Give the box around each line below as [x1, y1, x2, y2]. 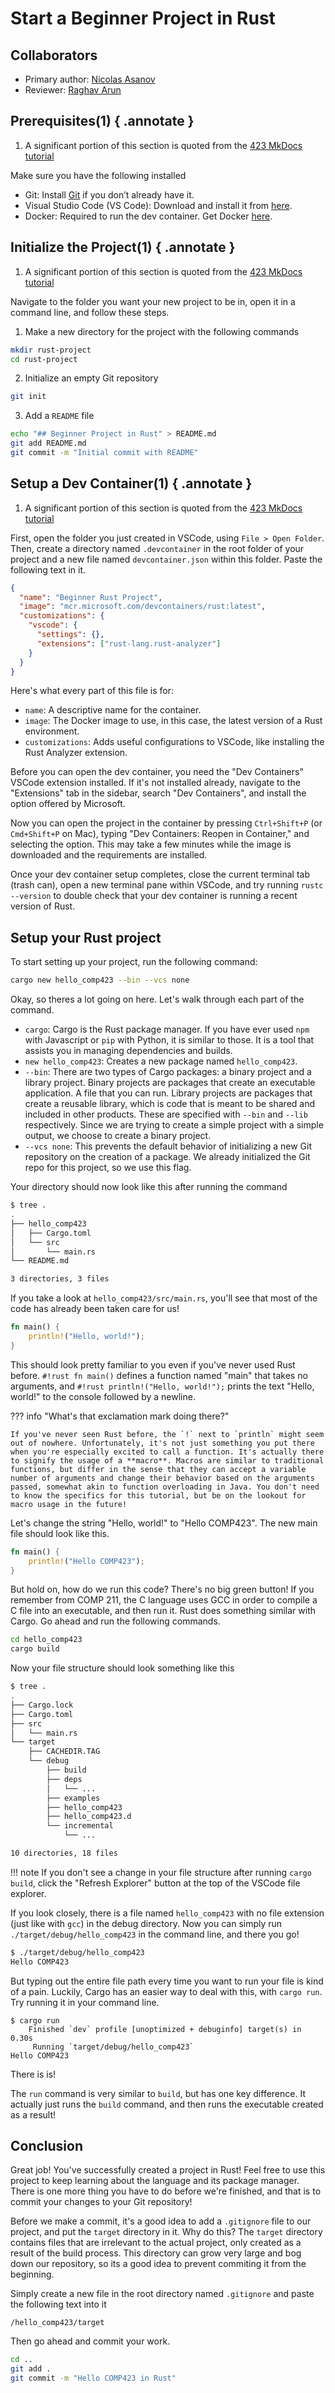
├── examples [46, 1793, 101, 1803]
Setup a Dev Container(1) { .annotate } [10, 475, 253, 492]
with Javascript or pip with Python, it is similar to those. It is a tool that [24, 1034, 315, 1046]
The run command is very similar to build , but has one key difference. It [10, 2087, 306, 2099]
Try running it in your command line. [10, 1996, 160, 2008]
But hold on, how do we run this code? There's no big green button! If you [10, 1583, 315, 1596]
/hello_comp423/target [10, 2318, 105, 2328]
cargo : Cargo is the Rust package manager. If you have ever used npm [24, 1023, 310, 1036]
